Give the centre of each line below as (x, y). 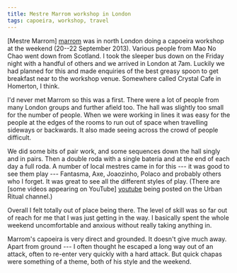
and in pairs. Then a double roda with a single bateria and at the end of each (118, 158)
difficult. (19, 137)
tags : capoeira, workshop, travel (58, 21)
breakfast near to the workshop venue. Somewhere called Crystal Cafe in (114, 78)
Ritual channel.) (30, 196)
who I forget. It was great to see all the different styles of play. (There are (114, 181)
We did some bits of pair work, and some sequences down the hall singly (114, 151)
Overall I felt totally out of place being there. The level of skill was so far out (117, 210)
